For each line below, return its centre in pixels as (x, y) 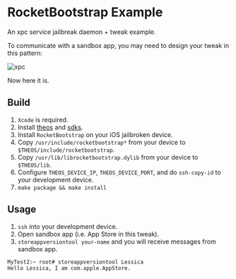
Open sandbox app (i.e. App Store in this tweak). (88, 234)
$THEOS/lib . (34, 165)
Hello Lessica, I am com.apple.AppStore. (69, 268)
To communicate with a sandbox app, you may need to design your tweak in (118, 45)
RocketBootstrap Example (85, 12)
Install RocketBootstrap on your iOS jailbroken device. (95, 134)
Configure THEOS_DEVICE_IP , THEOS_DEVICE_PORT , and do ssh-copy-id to (119, 172)
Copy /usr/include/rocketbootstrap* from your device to (101, 142)
